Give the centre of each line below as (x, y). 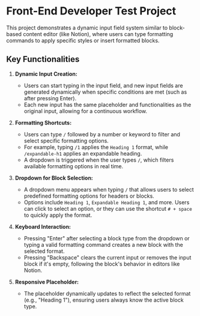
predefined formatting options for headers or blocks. (89, 196)
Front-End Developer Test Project (91, 11)
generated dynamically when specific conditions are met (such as (105, 92)
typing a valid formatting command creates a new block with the (103, 245)
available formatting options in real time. (74, 166)
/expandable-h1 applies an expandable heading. (83, 153)
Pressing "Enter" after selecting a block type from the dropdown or (107, 238)
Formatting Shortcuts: (43, 123)
